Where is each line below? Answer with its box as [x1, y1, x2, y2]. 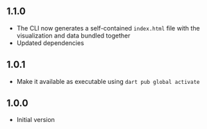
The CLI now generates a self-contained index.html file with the [16, 24, 200, 32]
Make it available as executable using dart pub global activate [16, 77, 200, 85]
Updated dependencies [16, 38, 85, 47]
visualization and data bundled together [16, 31, 131, 40]
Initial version [16, 116, 55, 124]
